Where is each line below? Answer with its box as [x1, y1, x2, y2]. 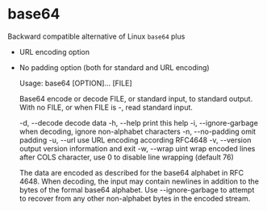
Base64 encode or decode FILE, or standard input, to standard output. [19, 93, 253, 103]
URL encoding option [19, 47, 90, 56]
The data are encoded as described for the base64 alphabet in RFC [19, 168, 244, 177]
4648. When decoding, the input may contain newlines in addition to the [19, 176, 260, 186]
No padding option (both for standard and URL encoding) [19, 62, 211, 72]
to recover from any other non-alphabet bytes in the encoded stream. [19, 193, 251, 203]
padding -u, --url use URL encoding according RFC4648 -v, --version [19, 134, 252, 145]
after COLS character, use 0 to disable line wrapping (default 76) [19, 152, 235, 162]
